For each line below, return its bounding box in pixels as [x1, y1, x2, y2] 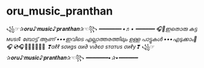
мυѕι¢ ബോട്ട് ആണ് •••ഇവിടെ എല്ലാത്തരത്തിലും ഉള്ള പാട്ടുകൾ [6, 35, 163, 42]
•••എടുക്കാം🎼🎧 [163, 35, 197, 42]
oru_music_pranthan [6, 4, 114, 18]
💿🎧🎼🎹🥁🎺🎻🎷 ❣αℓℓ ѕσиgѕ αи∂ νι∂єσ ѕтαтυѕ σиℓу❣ [13, 42, 141, 50]
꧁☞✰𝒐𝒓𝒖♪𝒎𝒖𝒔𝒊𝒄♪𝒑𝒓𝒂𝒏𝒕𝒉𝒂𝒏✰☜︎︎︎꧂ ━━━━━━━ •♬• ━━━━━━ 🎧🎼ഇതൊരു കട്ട [6, 25, 197, 32]
